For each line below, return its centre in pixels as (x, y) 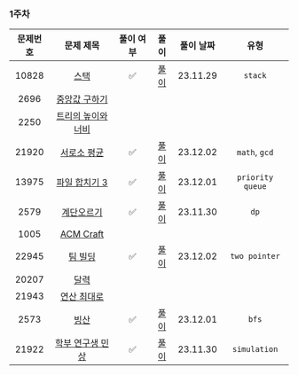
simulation (255, 349)
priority (255, 178)
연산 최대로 (82, 297)
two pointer (255, 256)
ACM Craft (82, 234)
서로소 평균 (82, 152)
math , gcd (255, 152)
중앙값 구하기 (82, 99)
